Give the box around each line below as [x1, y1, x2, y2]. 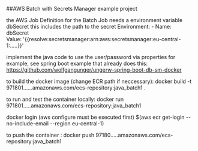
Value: [6, 36, 22, 42]
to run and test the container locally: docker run [6, 95, 124, 103]
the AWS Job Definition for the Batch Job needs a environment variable [6, 17, 183, 23]
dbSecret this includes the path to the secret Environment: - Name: [6, 23, 172, 30]
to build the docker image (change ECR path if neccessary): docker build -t [6, 78, 192, 85]
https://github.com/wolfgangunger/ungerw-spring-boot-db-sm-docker [6, 66, 182, 73]
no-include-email [6, 120, 49, 127]
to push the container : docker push [6, 131, 95, 138]
